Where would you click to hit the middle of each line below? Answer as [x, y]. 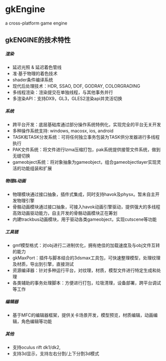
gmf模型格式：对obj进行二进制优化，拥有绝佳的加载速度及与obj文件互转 [86, 245]
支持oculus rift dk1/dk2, [36, 347]
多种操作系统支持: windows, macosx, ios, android [63, 131]
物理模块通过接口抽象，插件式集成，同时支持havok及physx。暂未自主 [84, 194]
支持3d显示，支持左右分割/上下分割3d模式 [56, 353]
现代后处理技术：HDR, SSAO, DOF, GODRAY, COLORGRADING [76, 86]
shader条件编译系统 [33, 80]
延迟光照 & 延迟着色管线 [37, 67]
